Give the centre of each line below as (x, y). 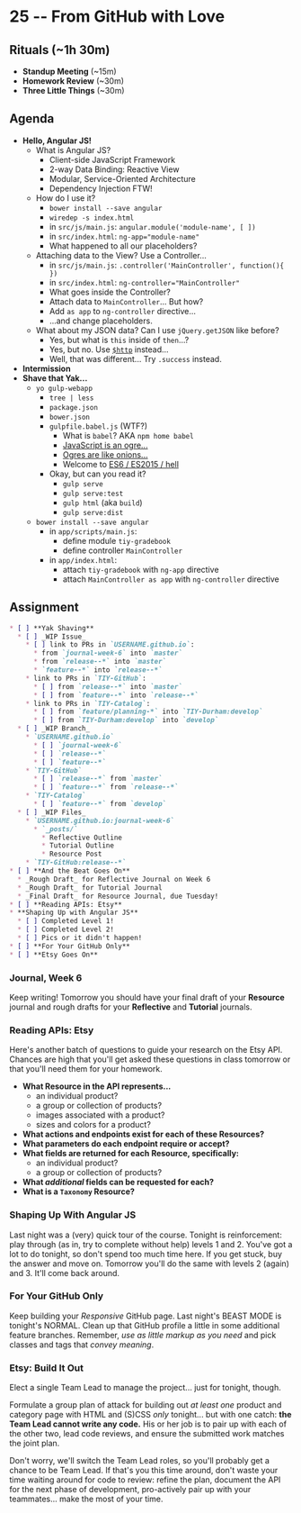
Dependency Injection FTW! (101, 188)
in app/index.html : (83, 559)
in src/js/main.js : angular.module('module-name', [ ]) (152, 226)
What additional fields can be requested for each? (118, 1182)
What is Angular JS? (73, 149)
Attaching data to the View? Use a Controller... (121, 255)
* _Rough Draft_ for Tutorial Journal (90, 888)
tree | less (71, 398)
